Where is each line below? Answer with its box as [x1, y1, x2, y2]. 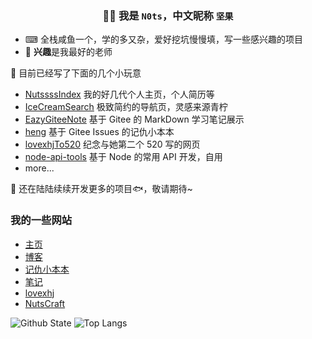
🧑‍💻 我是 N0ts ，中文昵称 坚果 [102, 8, 234, 22]
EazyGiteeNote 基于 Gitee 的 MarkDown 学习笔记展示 [24, 113, 245, 126]
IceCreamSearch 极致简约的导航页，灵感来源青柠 [24, 101, 228, 113]
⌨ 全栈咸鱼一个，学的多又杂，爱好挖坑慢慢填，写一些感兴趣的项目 [24, 33, 303, 46]
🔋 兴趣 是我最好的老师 [24, 46, 113, 58]
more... [24, 162, 55, 174]
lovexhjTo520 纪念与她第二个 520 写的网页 [24, 138, 201, 151]
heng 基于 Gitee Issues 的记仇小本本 [24, 126, 175, 138]
